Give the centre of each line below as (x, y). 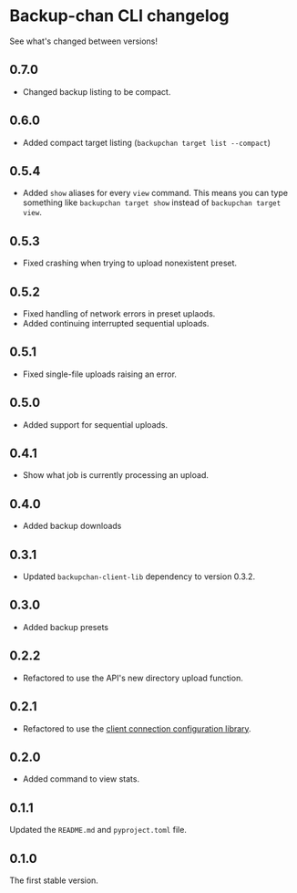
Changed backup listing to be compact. (97, 91)
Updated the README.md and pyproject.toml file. (98, 830)
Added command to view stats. (81, 779)
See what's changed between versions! (83, 41)
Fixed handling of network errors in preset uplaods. (119, 314)
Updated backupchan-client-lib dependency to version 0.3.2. (139, 576)
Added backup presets (66, 627)
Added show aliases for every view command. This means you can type (155, 193)
